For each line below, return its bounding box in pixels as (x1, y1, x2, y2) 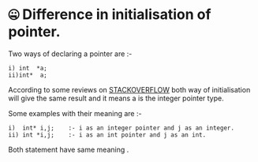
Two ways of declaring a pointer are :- (8, 49, 133, 58)
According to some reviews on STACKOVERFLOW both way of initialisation (8, 85, 251, 94)
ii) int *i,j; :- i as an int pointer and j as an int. (8, 130, 207, 139)
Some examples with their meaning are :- (8, 108, 142, 118)
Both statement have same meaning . (8, 145, 129, 154)
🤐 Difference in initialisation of (8, 6, 211, 24)
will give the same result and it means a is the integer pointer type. (8, 93, 224, 103)
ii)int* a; (8, 71, 47, 79)
